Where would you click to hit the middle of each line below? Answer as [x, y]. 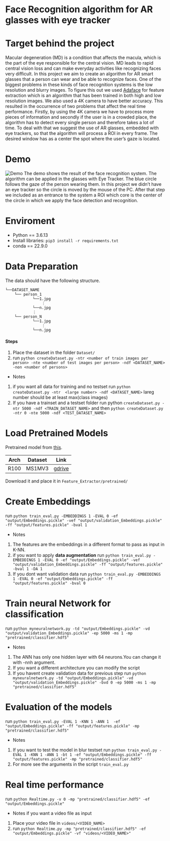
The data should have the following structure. [53, 281]
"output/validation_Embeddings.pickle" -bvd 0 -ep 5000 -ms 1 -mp [84, 682]
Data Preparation [42, 267]
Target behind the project [60, 44]
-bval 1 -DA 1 [27, 569]
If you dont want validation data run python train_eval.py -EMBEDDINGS [87, 574]
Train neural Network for [58, 604]
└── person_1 [28, 294]
